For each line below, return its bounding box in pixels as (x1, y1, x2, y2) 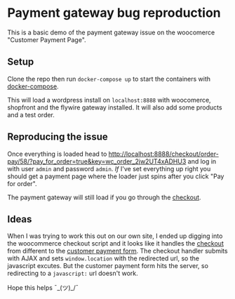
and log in (187, 157, 217, 166)
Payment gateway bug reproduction (7, 5, 221, 21)
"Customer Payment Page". (7, 35, 86, 44)
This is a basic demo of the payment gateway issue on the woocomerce (7, 28, 215, 36)
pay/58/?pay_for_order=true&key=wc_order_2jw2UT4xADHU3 (7, 157, 187, 166)
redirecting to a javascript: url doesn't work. (7, 269, 138, 278)
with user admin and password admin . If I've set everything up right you (7, 164, 211, 173)
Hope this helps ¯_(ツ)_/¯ (7, 284, 79, 292)
